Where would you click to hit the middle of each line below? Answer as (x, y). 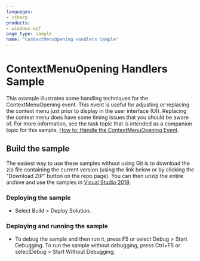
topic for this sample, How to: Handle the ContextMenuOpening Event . (93, 130)
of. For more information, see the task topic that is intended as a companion (99, 124)
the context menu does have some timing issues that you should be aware (98, 117)
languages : (20, 12)
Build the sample (38, 149)
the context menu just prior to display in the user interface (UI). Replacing (96, 110)
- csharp (17, 17)
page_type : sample (29, 34)
